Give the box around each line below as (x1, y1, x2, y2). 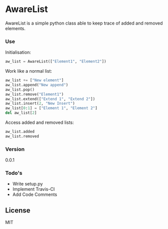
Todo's (5, 169, 23, 176)
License (5, 206, 31, 214)
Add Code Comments (12, 191, 58, 197)
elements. (5, 25, 26, 31)
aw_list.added (5, 129, 35, 134)
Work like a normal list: (5, 68, 53, 74)
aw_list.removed (5, 134, 39, 139)
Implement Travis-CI (12, 186, 55, 192)
